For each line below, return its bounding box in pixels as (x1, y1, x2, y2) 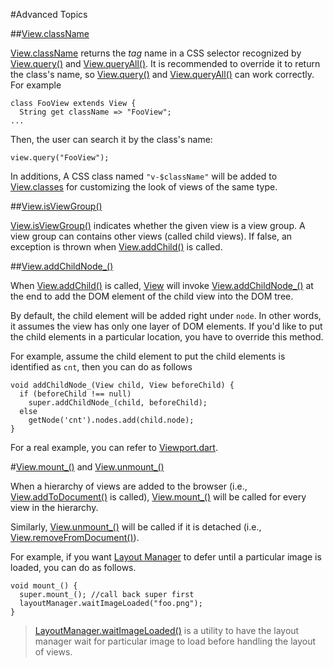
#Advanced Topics (10, 9, 88, 20)
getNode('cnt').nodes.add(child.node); (28, 415, 195, 425)
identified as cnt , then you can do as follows (10, 361, 193, 373)
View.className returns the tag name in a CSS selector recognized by (10, 47, 302, 59)
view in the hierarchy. (10, 502, 99, 513)
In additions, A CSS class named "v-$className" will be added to (10, 170, 278, 182)
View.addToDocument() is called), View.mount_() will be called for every (10, 491, 307, 503)
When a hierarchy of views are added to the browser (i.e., (10, 480, 248, 492)
